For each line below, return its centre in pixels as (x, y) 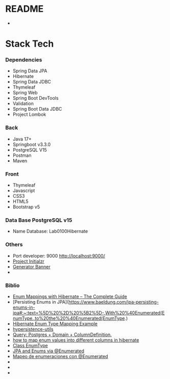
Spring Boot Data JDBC (37, 109)
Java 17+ (22, 139)
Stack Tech (30, 44)
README (25, 9)
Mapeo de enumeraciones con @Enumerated (60, 356)
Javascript (24, 191)
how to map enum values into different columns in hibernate (76, 340)
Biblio (13, 285)
